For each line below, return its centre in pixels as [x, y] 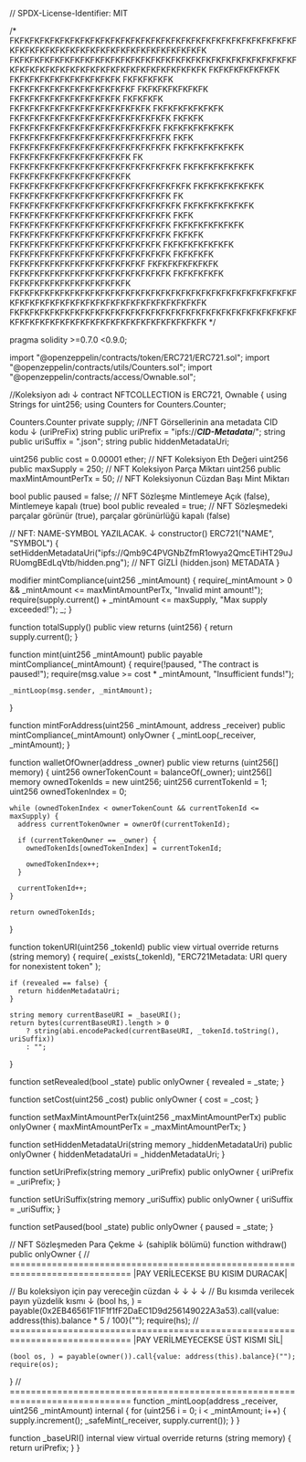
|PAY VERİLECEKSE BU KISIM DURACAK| [210, 1273]
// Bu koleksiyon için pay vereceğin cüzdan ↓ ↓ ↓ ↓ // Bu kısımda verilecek [152, 1291]
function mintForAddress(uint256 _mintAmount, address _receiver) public [148, 725]
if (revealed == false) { [58, 983]
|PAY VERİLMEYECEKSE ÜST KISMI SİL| [208, 1340]
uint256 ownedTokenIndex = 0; [69, 791]
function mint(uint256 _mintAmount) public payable [106, 654]
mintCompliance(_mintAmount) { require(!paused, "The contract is [134, 664]
